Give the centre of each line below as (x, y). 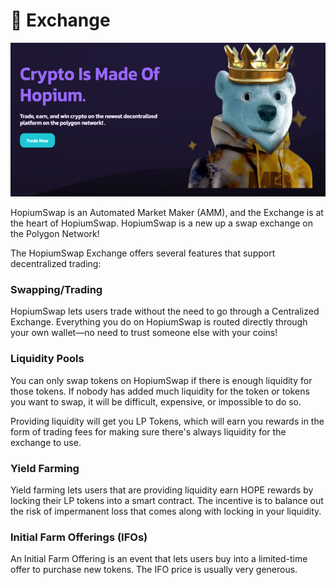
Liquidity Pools (47, 359)
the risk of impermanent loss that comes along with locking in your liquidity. (166, 511)
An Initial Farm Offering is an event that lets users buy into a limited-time (159, 559)
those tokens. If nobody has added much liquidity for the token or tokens (160, 391)
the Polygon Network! (55, 234)
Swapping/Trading (56, 289)
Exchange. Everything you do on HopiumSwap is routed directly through (159, 322)
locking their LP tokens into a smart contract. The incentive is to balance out (167, 500)
